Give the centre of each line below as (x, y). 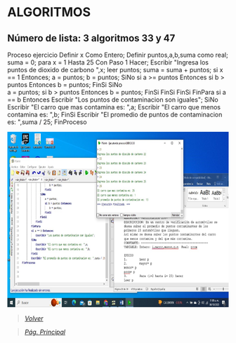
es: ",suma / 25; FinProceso (47, 122)
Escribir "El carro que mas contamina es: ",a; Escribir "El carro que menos (114, 107)
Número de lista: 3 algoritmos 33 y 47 (91, 38)
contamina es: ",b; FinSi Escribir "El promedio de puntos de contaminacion (115, 114)
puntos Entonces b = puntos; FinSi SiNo (65, 85)
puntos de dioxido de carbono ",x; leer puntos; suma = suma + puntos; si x (115, 70)
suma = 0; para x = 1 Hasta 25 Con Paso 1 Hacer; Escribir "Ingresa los (108, 62)
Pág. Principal (45, 332)
